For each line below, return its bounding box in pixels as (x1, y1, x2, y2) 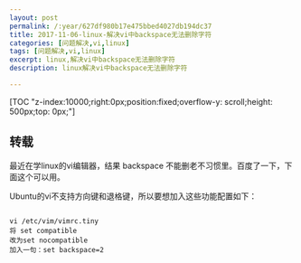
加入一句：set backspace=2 (9, 245, 104, 254)
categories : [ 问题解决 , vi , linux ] (9, 38, 130, 48)
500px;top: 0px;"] (9, 106, 76, 117)
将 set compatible (9, 226, 78, 235)
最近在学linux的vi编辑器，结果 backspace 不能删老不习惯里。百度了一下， (9, 160, 285, 171)
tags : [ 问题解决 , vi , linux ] (9, 47, 106, 56)
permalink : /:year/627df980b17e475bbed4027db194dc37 (9, 22, 212, 31)
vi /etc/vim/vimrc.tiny (9, 216, 99, 226)
